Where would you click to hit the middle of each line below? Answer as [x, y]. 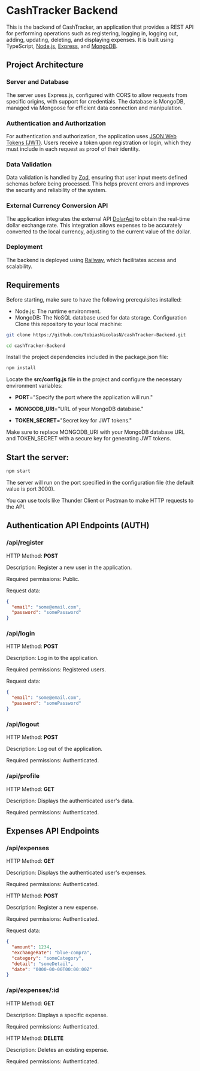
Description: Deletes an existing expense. [57, 1049]
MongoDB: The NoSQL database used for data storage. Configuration [101, 317]
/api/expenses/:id [33, 990]
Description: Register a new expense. [52, 908]
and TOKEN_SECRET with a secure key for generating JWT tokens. [89, 439]
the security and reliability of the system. [57, 190]
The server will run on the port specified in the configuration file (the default [100, 482]
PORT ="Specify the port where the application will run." [84, 397]
